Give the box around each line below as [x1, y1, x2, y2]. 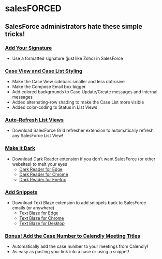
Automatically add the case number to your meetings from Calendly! [12, 243, 148, 249]
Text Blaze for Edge [19, 210, 59, 216]
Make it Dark [5, 145, 35, 152]
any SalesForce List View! [12, 133, 64, 138]
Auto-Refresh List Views [5, 117, 64, 123]
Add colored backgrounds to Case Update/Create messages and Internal [12, 89, 158, 95]
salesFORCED [5, 3, 62, 14]
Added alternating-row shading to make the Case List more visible [12, 99, 144, 105]
